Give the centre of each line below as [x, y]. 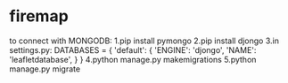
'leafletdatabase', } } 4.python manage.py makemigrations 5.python [133, 59]
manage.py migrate [45, 69]
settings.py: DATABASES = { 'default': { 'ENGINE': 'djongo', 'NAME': [133, 49]
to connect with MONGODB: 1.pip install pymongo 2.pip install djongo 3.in [144, 41]
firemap [39, 16]
